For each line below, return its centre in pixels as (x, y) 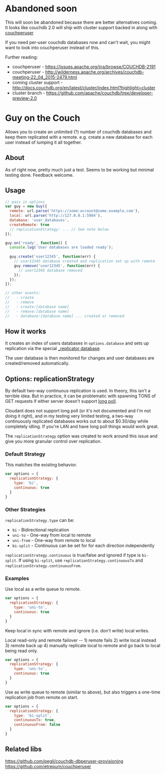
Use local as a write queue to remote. (43, 589)
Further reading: (21, 57)
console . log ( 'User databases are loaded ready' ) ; (61, 247)
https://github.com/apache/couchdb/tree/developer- (100, 93)
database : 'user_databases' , (39, 220)
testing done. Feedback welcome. (39, 175)
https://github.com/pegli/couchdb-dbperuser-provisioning (64, 761)
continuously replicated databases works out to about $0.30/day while (77, 421)
